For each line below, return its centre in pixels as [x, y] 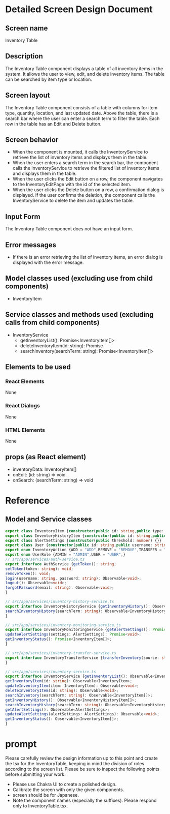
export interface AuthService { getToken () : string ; [61, 564]
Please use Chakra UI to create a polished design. [65, 784]
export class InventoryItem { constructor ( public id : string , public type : [85, 531]
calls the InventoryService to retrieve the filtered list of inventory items [86, 168]
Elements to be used [38, 367]
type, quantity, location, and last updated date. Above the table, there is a [82, 113]
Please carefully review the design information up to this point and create [81, 758]
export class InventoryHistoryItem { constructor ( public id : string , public [86, 536]
